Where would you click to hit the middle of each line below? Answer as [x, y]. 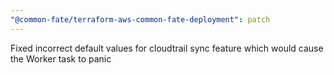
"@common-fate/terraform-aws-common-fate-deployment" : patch [140, 19]
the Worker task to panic [61, 58]
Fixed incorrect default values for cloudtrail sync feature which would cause [167, 48]
